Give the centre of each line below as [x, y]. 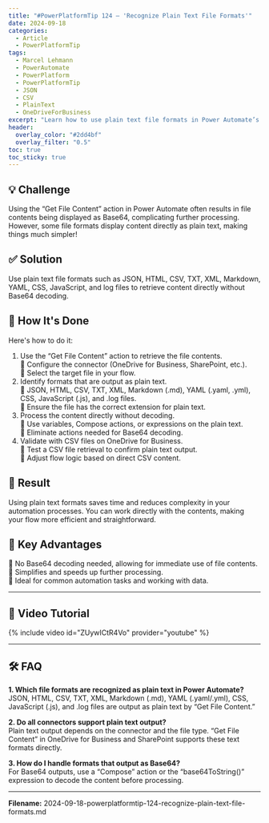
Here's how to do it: [41, 340]
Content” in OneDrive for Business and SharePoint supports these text [124, 739]
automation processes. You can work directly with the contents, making [126, 511]
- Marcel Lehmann [44, 61]
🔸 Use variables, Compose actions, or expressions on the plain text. [131, 424]
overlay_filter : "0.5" [53, 142]
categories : [28, 30]
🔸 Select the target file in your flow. [78, 372]
